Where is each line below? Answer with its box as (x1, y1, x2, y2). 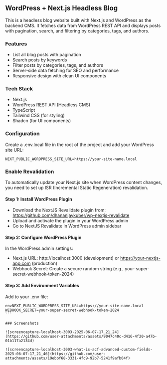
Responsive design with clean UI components (12, 73, 106, 79)
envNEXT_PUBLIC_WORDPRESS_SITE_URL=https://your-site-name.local (5, 303, 144, 308)
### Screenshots (5, 321, 39, 326)
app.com (12, 260, 31, 266)
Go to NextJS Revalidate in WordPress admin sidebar (12, 223, 122, 229)
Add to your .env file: (5, 294, 48, 300)
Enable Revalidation (5, 168, 54, 175)
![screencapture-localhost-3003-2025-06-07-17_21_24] (5, 329, 120, 335)
